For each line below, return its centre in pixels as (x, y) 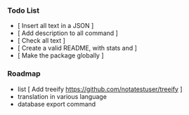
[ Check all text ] (41, 41)
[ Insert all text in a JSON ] (56, 26)
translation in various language (62, 96)
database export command (57, 104)
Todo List (24, 11)
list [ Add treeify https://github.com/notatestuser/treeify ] (100, 89)
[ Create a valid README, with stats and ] (77, 48)
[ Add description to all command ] (67, 33)
